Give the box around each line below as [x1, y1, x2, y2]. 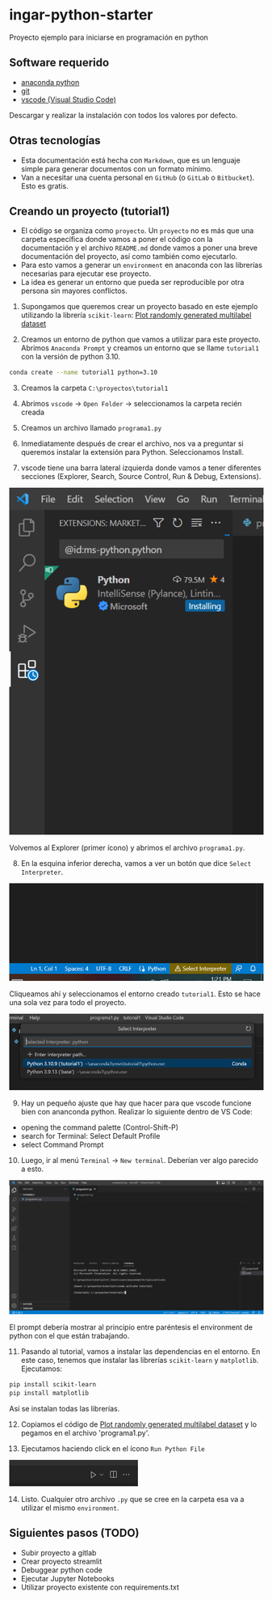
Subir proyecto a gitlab [20, 1547, 97, 1557]
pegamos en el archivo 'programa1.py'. [20, 1428, 150, 1437]
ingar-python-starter [9, 6, 153, 24]
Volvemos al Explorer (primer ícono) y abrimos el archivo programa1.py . [9, 842, 245, 852]
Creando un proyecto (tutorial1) [9, 204, 170, 218]
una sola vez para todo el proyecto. [9, 997, 127, 1007]
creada [20, 407, 45, 418]
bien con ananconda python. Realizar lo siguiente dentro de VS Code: [20, 1106, 253, 1116]
